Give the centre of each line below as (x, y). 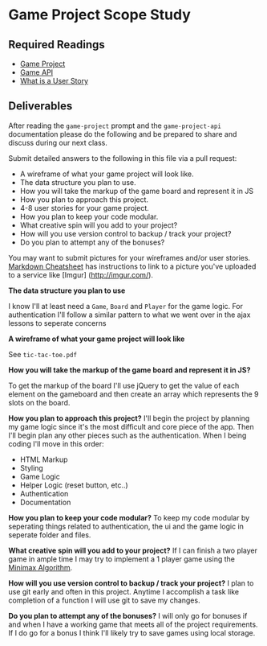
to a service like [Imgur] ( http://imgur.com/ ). (81, 274)
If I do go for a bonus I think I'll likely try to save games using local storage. (132, 632)
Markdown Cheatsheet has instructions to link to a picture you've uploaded (132, 266)
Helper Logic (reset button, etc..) (74, 485)
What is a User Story (54, 81)
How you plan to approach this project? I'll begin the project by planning (129, 418)
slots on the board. (39, 402)
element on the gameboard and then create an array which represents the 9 (133, 394)
